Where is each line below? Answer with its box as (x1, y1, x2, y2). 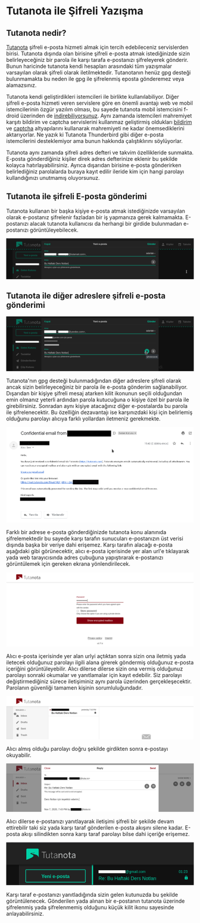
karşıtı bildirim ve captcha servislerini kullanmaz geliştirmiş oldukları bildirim (6, 119, 192, 126)
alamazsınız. (6, 82, 37, 89)
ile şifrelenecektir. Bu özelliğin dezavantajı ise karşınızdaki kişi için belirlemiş (6, 409, 193, 416)
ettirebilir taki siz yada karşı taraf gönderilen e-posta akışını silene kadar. (6, 824, 184, 831)
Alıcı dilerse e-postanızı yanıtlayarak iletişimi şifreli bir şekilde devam (6, 818, 174, 825)
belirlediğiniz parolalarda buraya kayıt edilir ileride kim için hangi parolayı (6, 168, 185, 175)
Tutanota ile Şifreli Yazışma (6, 4, 144, 18)
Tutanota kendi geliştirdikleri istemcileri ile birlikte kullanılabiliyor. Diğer (6, 93, 180, 100)
